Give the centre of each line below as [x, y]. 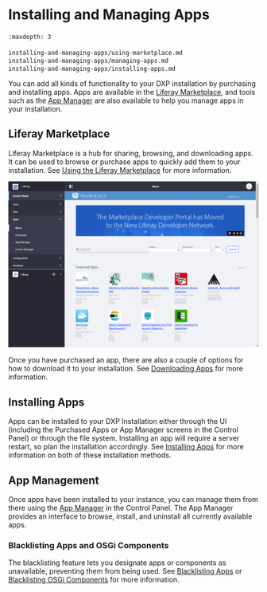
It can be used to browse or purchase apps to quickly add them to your [124, 162]
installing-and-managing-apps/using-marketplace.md [95, 53]
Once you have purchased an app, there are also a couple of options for [126, 360]
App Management [54, 480]
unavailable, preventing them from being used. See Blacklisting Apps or [125, 571]
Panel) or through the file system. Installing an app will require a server [124, 438]
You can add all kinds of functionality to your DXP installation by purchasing [132, 83]
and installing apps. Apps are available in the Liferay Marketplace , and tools [132, 92]
